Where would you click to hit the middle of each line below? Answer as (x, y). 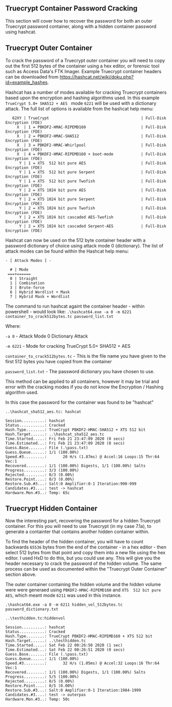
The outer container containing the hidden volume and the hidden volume (83, 585)
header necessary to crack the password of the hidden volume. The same (83, 563)
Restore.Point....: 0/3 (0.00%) (40, 479)
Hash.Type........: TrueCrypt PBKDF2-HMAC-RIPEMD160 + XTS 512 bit (79, 637)
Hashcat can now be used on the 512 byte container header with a (75, 240)
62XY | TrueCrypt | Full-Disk (89, 118)
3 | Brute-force (27, 288)
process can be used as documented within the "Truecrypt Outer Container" (86, 569)
